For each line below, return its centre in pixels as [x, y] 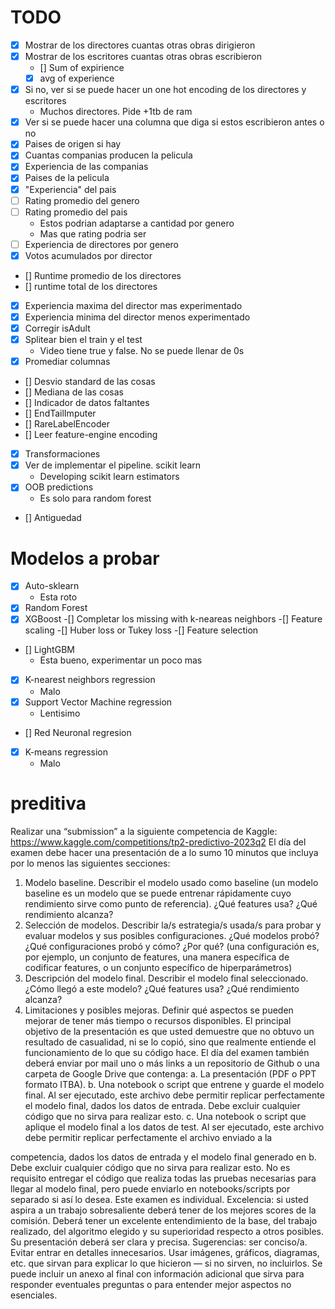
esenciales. [34, 1295]
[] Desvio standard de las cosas [90, 382]
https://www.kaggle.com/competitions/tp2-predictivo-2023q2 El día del [158, 842]
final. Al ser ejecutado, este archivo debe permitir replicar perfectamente [174, 1095]
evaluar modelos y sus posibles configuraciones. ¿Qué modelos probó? [172, 935]
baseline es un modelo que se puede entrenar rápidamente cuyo [158, 893]
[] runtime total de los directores [91, 286]
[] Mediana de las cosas [74, 392]
